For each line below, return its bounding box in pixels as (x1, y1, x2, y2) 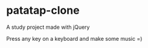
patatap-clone (6, 4, 80, 17)
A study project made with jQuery (6, 23, 90, 31)
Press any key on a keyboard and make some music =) (6, 35, 143, 42)
